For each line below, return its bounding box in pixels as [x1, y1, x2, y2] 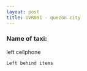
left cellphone [6, 48, 41, 55]
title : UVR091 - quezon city [6, 15, 81, 21]
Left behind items [6, 60, 53, 66]
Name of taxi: [6, 35, 47, 43]
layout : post [6, 8, 40, 15]
